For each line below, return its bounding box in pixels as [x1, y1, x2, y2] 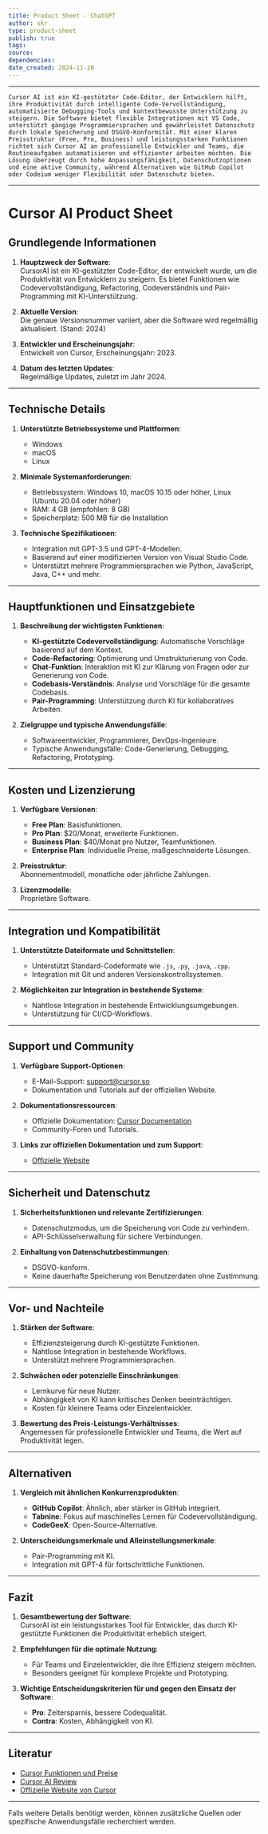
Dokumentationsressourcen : [19, 1100, 117, 1110]
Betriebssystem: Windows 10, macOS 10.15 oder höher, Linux [31, 487, 231, 497]
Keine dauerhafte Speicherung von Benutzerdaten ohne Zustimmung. [31, 1271, 260, 1280]
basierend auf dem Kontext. [31, 645, 124, 655]
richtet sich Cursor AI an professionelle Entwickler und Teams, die [8, 142, 245, 150]
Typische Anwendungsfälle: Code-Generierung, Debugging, [31, 744, 230, 754]
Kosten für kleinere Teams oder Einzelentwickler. [31, 1404, 193, 1413]
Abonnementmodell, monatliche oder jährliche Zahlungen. [19, 870, 211, 879]
